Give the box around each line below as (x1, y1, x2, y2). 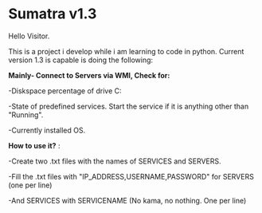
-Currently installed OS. (8, 125, 86, 135)
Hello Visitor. (8, 31, 50, 41)
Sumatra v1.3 (8, 5, 97, 23)
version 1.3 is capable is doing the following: (8, 55, 154, 65)
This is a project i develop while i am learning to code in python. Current (8, 46, 244, 56)
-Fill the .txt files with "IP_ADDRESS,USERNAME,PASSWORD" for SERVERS (8, 172, 255, 181)
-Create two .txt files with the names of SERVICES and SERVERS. (8, 156, 221, 166)
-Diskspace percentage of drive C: (8, 85, 122, 96)
